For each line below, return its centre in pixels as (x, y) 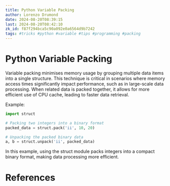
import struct (20, 114)
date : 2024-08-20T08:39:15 (34, 19)
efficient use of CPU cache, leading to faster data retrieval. (67, 94)
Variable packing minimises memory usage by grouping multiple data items (84, 73)
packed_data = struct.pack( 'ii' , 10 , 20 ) (50, 128)
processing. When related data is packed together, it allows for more (78, 89)
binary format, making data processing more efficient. (62, 157)
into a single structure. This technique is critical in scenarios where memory (85, 78)
